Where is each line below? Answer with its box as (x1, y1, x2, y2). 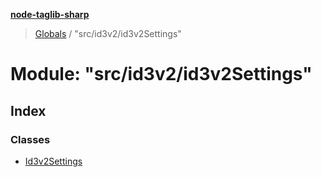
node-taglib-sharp (10, 9, 90, 20)
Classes (10, 132, 51, 146)
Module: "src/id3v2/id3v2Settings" (10, 63, 313, 86)
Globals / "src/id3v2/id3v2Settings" (34, 28, 182, 39)
